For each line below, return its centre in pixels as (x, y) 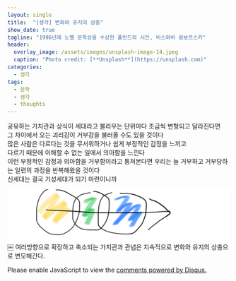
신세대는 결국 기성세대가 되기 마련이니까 (62, 179)
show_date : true (31, 30)
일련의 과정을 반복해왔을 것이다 (57, 170)
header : (19, 45)
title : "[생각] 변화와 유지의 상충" (55, 22)
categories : (25, 67)
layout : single (30, 15)
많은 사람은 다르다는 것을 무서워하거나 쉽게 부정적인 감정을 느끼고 (97, 144)
